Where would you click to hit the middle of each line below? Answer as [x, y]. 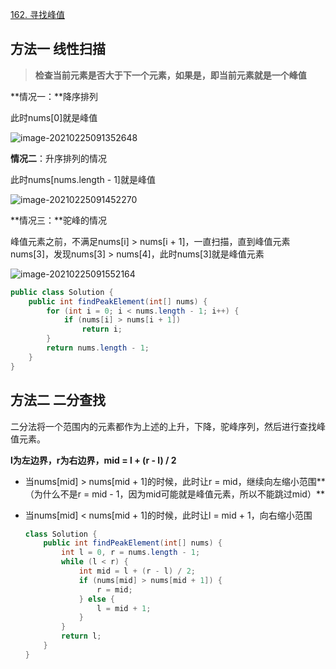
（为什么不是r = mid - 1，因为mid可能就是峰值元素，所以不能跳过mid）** [174, 494]
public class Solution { [62, 292]
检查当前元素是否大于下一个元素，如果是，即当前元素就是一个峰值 [170, 75]
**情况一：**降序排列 [54, 96]
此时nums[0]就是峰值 [54, 117]
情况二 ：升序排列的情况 [58, 158]
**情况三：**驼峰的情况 [59, 220]
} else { [97, 599]
